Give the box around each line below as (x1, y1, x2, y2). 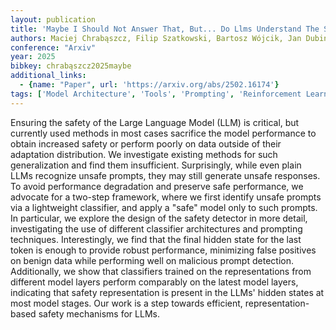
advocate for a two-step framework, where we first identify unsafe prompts (10, 191, 322, 203)
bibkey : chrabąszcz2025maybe (10, 61, 132, 71)
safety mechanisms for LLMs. (38, 307, 160, 320)
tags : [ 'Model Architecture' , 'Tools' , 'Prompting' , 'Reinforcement (10, 89, 302, 99)
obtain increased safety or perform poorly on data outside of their (10, 137, 282, 150)
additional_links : (10, 71, 87, 81)
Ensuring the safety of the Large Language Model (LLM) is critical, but (10, 116, 300, 128)
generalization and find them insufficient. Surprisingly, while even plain (10, 159, 302, 171)
